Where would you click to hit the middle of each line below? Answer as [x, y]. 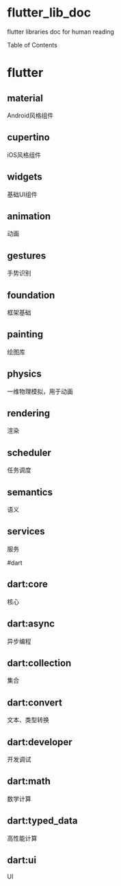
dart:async [31, 624]
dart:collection [39, 663]
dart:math [29, 781]
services [26, 531]
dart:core [27, 584]
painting [25, 334]
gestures [27, 255]
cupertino [28, 138]
